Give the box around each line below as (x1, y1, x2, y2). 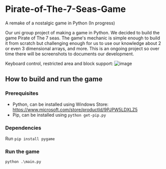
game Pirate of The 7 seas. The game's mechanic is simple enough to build (5, 35, 160, 41)
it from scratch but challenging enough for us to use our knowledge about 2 (5, 40, 161, 46)
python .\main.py (5, 160, 41, 165)
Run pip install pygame (5, 136, 55, 142)
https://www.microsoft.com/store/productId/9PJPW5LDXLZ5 (12, 106, 138, 113)
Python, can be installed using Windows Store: (12, 101, 109, 107)
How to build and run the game (5, 75, 102, 83)
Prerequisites (5, 90, 38, 97)
